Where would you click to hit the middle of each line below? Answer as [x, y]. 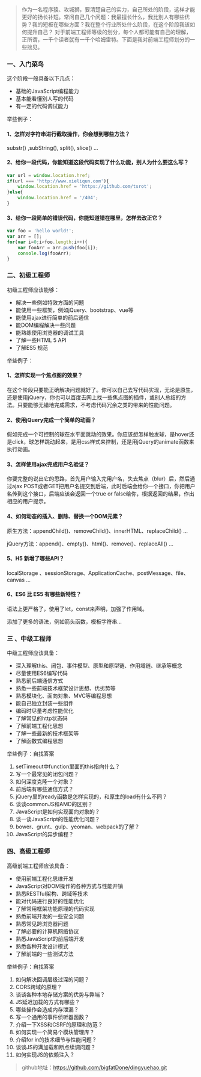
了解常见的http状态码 [41, 718]
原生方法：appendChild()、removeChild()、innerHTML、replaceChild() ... [97, 531]
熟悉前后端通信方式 [39, 681]
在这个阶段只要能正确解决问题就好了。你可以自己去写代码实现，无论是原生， [101, 390]
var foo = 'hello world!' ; [40, 231]
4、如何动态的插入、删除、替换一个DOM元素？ [65, 516]
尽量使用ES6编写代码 [41, 673]
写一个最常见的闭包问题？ [47, 774]
